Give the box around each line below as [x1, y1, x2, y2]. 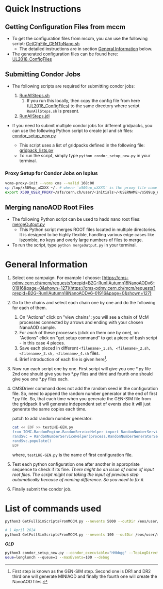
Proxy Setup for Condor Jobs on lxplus [5, 170, 98, 177]
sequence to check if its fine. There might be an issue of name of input [12, 466, 154, 472]
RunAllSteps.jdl [19, 113, 50, 119]
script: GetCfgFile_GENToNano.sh [12, 41, 80, 47]
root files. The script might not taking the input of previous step [12, 472, 139, 477]
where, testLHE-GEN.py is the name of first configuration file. [12, 452, 133, 458]
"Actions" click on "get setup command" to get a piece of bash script [19, 335, 158, 341]
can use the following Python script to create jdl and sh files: [12, 128, 133, 133]
